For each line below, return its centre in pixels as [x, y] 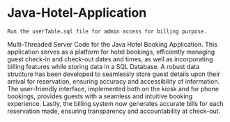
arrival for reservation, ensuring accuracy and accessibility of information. [114, 81]
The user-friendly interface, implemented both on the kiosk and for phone [113, 89]
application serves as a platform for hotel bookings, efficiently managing [111, 52]
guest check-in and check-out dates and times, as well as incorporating [110, 59]
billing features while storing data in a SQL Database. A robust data [103, 66]
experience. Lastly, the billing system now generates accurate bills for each [116, 103]
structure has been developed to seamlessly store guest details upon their [114, 74]
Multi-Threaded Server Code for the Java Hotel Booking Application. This [112, 44]
